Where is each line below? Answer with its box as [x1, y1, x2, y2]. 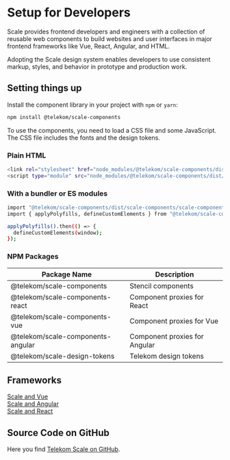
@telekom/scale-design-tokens [10, 351, 115, 361]
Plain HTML [7, 151, 47, 160]
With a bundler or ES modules [7, 188, 108, 198]
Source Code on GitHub [7, 426, 110, 439]
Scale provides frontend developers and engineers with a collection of [7, 27, 205, 36]
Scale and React [7, 407, 53, 416]
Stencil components [129, 281, 194, 290]
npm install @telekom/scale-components [7, 114, 121, 120]
